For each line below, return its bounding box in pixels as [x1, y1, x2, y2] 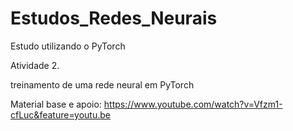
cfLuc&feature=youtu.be [10, 108, 111, 121]
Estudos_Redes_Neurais [10, 7, 218, 30]
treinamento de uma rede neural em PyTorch [10, 78, 195, 91]
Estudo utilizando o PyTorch [10, 40, 126, 52]
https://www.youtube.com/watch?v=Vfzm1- [103, 98, 283, 110]
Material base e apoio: [10, 98, 102, 110]
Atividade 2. [10, 59, 60, 71]
